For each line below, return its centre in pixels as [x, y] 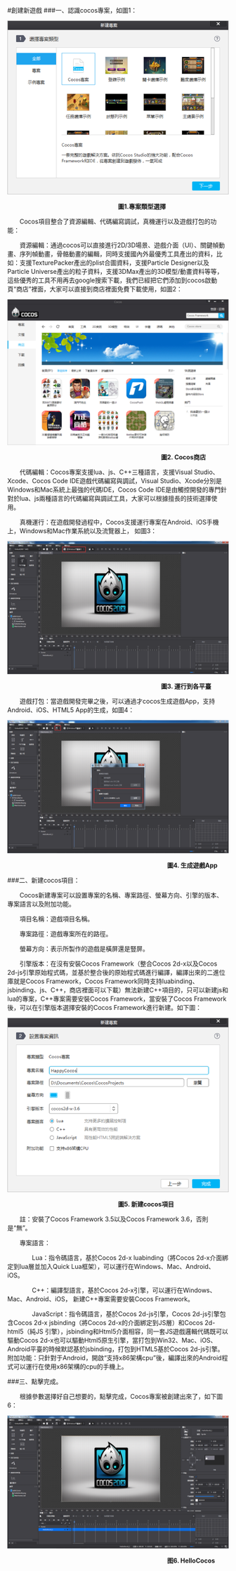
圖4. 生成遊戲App [192, 865]
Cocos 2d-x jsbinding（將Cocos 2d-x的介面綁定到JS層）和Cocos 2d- [114, 1322]
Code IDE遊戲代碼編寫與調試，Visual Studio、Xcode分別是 [137, 480]
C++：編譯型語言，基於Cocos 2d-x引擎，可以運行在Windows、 [124, 1290]
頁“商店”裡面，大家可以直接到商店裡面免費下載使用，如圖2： [95, 289]
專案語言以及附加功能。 [41, 904]
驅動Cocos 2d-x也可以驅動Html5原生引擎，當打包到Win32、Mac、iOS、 [112, 1340]
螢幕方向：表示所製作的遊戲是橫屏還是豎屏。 [84, 949]
